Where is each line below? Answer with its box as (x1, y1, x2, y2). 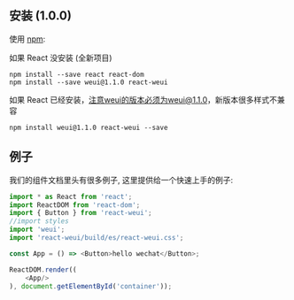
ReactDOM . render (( (9, 265, 77, 274)
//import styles (9, 217, 69, 226)
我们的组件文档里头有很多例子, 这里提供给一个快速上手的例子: (9, 174, 234, 185)
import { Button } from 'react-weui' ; (9, 209, 152, 218)
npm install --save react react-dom (9, 70, 144, 79)
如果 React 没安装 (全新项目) (9, 52, 112, 63)
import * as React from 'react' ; (9, 192, 133, 201)
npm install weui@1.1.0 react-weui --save (9, 123, 168, 132)
